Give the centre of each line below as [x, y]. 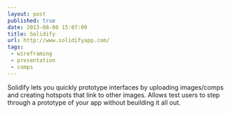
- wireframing [31, 54]
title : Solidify [31, 34]
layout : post [27, 14]
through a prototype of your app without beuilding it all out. [94, 102]
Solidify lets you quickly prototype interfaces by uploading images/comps [115, 87]
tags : [15, 47]
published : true [31, 21]
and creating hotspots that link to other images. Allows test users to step [114, 95]
